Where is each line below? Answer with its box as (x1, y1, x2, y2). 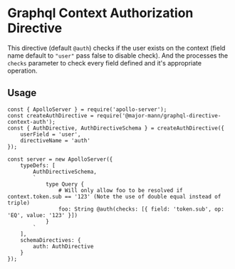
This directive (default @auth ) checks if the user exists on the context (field (7, 43, 226, 52)
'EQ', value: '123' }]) (7, 211, 78, 218)
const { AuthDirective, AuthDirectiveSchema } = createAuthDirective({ (7, 125, 224, 132)
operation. (7, 66, 38, 75)
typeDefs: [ (20, 162, 56, 169)
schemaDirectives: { (20, 236, 81, 243)
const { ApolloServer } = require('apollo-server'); (7, 105, 167, 113)
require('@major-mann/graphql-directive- (96, 112, 221, 119)
